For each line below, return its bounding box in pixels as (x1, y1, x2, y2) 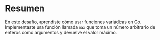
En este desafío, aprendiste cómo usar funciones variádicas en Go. (5, 19, 142, 25)
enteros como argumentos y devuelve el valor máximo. (5, 29, 117, 35)
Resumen (5, 3, 45, 14)
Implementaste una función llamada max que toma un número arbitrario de (5, 24, 156, 30)
